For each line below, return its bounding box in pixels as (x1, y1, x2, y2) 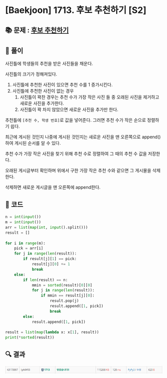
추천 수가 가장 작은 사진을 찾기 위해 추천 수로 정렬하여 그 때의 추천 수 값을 (5, 151, 147, 157)
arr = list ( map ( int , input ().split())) (5, 225, 88, 230)
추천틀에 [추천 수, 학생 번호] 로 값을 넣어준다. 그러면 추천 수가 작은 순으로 (5, 117, 146, 123)
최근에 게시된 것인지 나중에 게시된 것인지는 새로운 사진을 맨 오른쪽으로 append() (5, 134, 161, 140)
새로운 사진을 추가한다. (19, 100, 64, 106)
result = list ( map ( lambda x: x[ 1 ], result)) (5, 330, 99, 335)
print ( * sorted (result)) (5, 335, 55, 340)
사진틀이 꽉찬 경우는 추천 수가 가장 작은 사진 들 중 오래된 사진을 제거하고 (19, 94, 160, 100)
